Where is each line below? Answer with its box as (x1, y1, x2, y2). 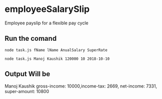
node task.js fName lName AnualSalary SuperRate (4, 47, 108, 53)
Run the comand (4, 34, 57, 43)
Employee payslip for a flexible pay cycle (4, 20, 89, 26)
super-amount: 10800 (4, 88, 49, 94)
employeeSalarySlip (4, 3, 90, 15)
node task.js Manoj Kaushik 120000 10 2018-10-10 (4, 56, 110, 61)
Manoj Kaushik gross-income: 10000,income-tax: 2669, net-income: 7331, (4, 83, 158, 89)
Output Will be (4, 70, 50, 78)
